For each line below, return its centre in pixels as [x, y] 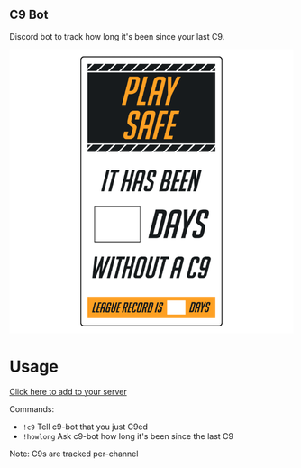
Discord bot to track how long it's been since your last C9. [117, 36]
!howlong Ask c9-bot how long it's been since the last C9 [128, 436]
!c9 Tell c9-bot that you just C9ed [85, 427]
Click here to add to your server [68, 391]
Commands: [32, 408]
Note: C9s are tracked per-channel [74, 454]
